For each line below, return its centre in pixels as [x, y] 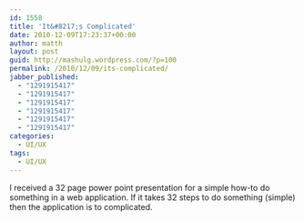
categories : [32, 136]
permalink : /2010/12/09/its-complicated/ [89, 69]
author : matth [36, 43]
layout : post [34, 52]
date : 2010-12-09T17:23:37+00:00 [73, 35]
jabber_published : [44, 77]
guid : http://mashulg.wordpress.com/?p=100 [93, 60]
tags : [20, 153]
